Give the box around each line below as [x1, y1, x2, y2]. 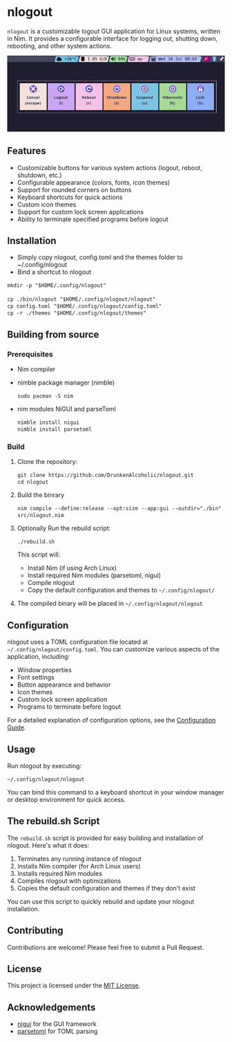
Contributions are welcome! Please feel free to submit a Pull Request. [7, 943, 204, 951]
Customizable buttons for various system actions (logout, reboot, [17, 163, 202, 171]
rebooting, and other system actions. [7, 41, 112, 50]
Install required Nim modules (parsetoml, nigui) [27, 571, 161, 579]
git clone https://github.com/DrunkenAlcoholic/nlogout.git [17, 472, 194, 479]
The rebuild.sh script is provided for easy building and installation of [7, 834, 204, 842]
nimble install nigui [17, 419, 79, 426]
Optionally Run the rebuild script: [17, 524, 111, 532]
